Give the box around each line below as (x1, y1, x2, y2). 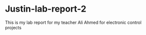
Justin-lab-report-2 (5, 3, 87, 15)
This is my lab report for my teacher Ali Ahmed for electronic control (5, 19, 142, 25)
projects (5, 24, 22, 30)
